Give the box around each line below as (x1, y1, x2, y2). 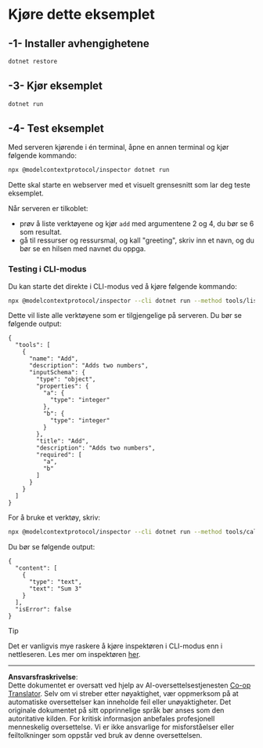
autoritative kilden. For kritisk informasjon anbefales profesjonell (8, 714, 215, 724)
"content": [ (15, 564, 58, 572)
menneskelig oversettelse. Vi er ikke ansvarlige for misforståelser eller (8, 722, 235, 732)
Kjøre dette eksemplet (8, 5, 155, 24)
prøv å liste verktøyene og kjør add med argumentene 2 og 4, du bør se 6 (19, 219, 254, 228)
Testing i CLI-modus (8, 264, 87, 275)
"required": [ (36, 451, 82, 459)
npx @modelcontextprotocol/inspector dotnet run (8, 166, 170, 174)
